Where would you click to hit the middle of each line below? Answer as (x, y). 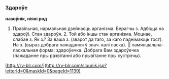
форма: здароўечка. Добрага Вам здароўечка (89, 50)
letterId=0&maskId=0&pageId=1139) (43, 71)
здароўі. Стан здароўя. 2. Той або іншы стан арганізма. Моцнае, (82, 34)
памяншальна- (148, 45)
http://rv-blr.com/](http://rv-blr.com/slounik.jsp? (57, 66)
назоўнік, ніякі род (26, 19)
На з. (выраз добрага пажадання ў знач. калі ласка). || (72, 45)
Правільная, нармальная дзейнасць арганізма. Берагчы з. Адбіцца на (88, 29)
